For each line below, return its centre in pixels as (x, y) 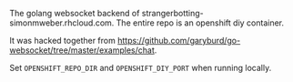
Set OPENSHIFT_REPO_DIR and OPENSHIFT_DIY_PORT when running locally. (141, 68)
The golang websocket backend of (75, 13)
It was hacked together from (62, 41)
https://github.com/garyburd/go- (179, 41)
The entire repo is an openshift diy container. (200, 23)
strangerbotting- (173, 13)
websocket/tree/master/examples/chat (82, 50)
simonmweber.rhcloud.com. (62, 23)
